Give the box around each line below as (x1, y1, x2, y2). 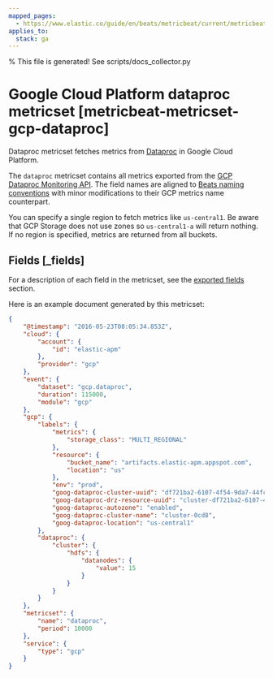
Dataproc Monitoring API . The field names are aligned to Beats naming (8, 179, 245, 189)
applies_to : (8, 27, 49, 35)
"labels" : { (37, 421, 79, 429)
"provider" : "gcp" (37, 361, 100, 369)
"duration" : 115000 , (37, 391, 107, 399)
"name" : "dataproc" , (37, 617, 107, 625)
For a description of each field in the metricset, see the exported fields (8, 275, 245, 284)
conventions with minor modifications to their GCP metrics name (8, 188, 225, 198)
